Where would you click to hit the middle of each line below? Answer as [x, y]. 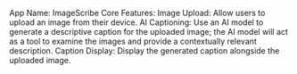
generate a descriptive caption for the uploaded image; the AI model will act [148, 32]
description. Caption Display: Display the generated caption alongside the [144, 51]
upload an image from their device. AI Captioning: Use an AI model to [136, 22]
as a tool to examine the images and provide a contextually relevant [133, 41]
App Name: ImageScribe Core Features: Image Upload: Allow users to [137, 13]
